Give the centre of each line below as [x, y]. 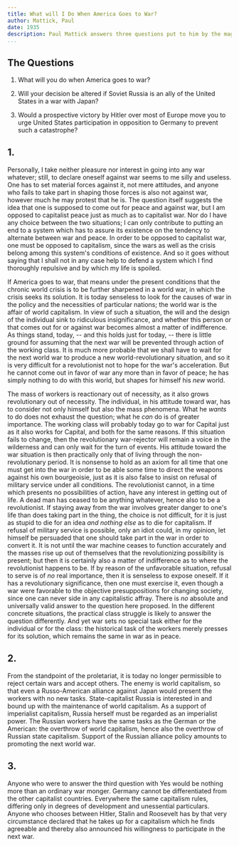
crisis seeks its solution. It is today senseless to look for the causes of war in [119, 297]
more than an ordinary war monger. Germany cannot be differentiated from [117, 790]
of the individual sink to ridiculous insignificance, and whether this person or [119, 319]
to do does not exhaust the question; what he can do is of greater [103, 417]
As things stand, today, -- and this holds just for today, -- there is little [110, 335]
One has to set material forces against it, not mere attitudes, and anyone [113, 184]
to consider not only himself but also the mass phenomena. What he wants [117, 409]
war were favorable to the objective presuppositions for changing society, [116, 590]
